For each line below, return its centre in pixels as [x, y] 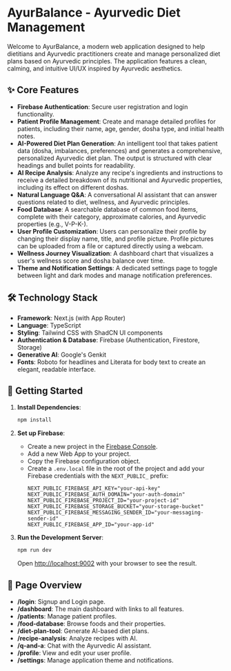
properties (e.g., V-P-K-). [52, 224]
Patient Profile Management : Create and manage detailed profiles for [116, 121]
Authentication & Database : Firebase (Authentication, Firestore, [108, 340]
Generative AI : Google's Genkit [62, 354]
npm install [34, 420]
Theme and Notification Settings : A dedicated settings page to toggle [117, 268]
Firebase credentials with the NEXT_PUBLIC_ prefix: [98, 476]
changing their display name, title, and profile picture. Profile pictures [115, 239]
